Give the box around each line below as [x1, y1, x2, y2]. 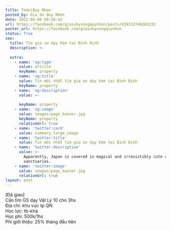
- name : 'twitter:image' [14, 163, 67, 168]
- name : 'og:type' [14, 60, 53, 65]
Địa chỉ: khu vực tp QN [5, 203, 53, 209]
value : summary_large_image [18, 130, 79, 135]
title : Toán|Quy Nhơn [5, 7, 51, 13]
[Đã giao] [5, 192, 25, 198]
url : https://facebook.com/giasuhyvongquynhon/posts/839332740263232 [5, 21, 156, 27]
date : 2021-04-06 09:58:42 [5, 17, 63, 22]
